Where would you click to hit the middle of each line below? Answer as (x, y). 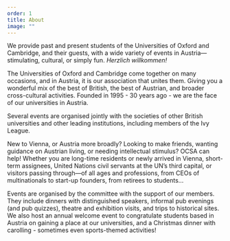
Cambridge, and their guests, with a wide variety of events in (93, 53)
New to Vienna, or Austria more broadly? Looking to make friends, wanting (113, 144)
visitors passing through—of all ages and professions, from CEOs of (103, 173)
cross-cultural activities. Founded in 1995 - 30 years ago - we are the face (112, 95)
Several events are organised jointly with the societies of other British (105, 116)
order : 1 (20, 13)
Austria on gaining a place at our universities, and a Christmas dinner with (112, 223)
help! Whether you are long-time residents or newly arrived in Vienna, (106, 159)
